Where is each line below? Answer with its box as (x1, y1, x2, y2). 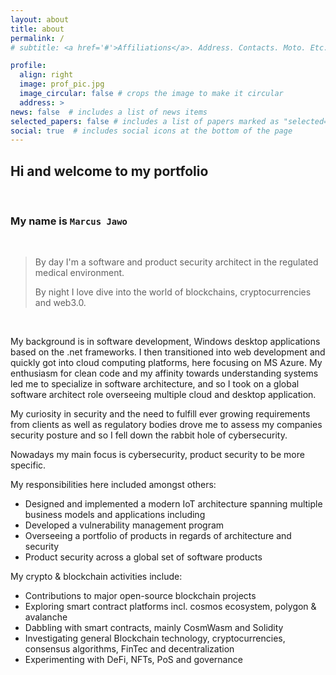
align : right (19, 70, 74, 80)
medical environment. (34, 267, 125, 279)
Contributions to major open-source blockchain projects (24, 590, 257, 602)
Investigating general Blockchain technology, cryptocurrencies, (24, 632, 286, 645)
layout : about (10, 14, 70, 25)
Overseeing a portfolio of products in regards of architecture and (24, 530, 292, 542)
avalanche (24, 611, 68, 623)
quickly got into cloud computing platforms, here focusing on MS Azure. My (10, 357, 323, 369)
